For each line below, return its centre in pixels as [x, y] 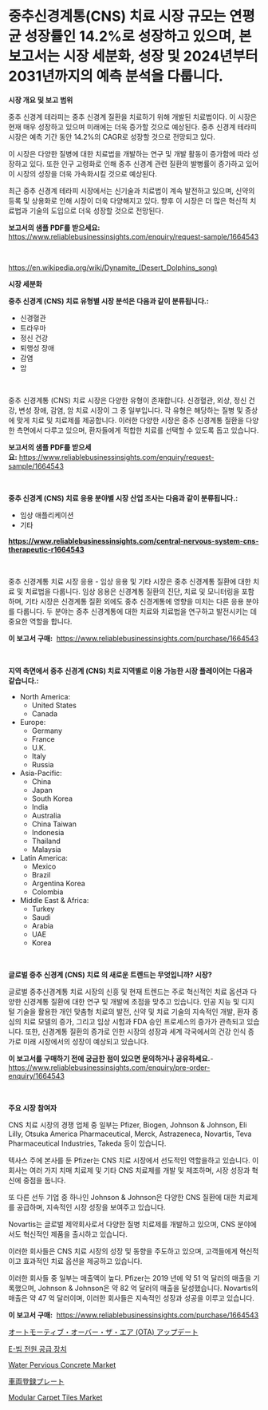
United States [54, 705]
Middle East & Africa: [54, 900]
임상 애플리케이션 [47, 515]
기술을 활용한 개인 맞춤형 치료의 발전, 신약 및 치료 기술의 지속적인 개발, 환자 [133, 1012]
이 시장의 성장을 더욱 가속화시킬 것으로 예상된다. [83, 173]
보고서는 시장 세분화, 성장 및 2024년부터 [133, 56]
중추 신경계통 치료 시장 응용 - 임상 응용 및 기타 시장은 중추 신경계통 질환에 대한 [130, 581]
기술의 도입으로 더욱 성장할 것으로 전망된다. [97, 210]
